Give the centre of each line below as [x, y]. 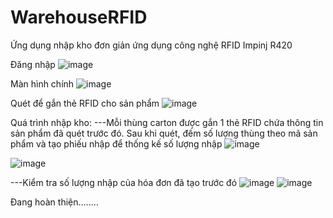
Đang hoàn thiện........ [54, 202]
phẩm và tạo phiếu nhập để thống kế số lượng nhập [116, 143]
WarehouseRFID [79, 17]
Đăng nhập [33, 64]
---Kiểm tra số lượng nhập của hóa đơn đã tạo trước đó [124, 182]
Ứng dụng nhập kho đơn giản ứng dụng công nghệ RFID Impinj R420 [151, 45]
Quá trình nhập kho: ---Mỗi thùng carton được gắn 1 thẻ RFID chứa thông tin [167, 122]
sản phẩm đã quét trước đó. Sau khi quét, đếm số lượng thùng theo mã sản [164, 133]
